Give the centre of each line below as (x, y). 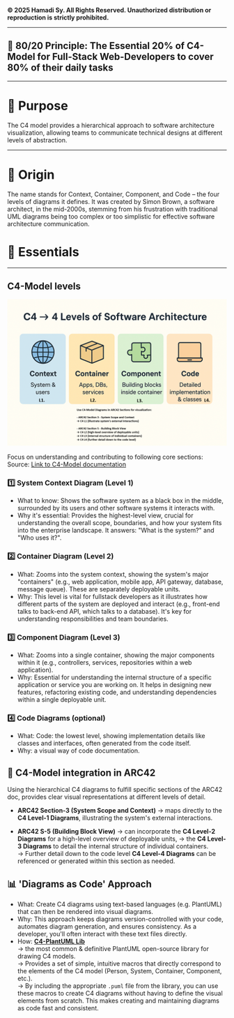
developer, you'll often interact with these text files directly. (102, 934)
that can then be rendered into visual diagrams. (85, 911)
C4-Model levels (44, 287)
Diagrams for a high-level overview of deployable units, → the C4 (112, 839)
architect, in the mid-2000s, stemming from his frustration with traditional (112, 209)
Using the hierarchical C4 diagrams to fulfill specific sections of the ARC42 (115, 790)
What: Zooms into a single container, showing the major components (116, 655)
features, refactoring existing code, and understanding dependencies (117, 692)
